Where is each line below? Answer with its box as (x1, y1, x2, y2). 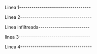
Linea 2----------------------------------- (5, 14, 92, 20)
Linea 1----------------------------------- (5, 5, 91, 10)
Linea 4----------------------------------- (5, 44, 92, 50)
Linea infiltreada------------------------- (5, 24, 90, 30)
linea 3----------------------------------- (5, 34, 91, 40)
